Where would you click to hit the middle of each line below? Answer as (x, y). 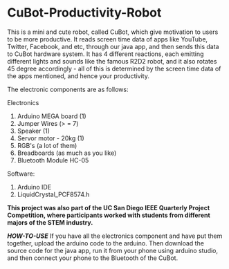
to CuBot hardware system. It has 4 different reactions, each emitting (106, 54)
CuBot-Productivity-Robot (84, 13)
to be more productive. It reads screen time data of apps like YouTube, (108, 39)
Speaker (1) (34, 131)
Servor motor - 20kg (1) (51, 138)
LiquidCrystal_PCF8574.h (53, 194)
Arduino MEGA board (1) (52, 116)
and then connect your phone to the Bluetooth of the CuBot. (93, 258)
